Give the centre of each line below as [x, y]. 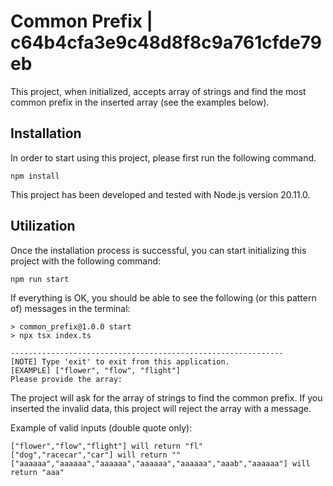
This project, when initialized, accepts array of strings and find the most [158, 91]
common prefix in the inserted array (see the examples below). [140, 102]
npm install [35, 176]
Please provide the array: [66, 379]
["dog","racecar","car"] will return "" [96, 455]
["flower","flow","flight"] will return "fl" [106, 446]
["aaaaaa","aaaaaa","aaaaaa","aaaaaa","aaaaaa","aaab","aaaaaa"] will [160, 463]
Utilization [43, 226]
